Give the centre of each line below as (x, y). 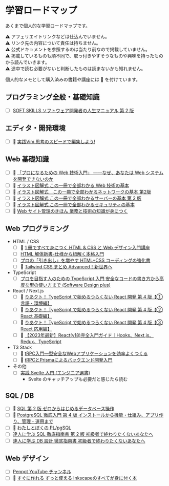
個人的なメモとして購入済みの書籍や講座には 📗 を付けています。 (73, 79)
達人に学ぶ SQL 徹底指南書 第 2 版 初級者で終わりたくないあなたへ (83, 434)
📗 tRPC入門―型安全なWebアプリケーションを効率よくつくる (84, 353)
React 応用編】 (36, 329)
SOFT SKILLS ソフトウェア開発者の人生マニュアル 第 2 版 (73, 110)
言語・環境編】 (36, 303)
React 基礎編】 (36, 316)
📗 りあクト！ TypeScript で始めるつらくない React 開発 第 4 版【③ (91, 323)
